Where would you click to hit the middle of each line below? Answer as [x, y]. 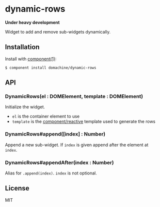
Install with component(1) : [31, 59]
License [17, 188]
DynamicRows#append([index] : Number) [55, 134]
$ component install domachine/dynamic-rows [51, 68]
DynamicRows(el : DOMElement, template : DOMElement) [74, 97]
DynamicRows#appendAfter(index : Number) [59, 162]
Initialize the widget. [25, 107]
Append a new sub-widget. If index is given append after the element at [77, 145]
